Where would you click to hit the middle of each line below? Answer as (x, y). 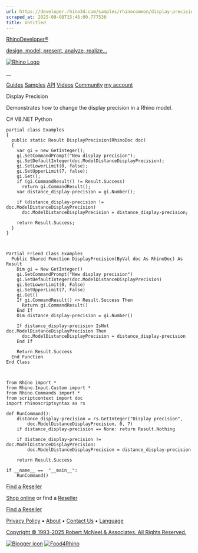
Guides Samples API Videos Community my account (70, 85)
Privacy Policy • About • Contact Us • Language (65, 521)
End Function (27, 357)
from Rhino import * (32, 383)
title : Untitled (26, 22)
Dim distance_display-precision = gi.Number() (75, 316)
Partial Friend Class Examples (44, 254)
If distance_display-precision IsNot (63, 326)
